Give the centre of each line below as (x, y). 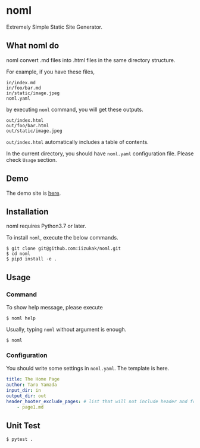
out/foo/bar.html (28, 125)
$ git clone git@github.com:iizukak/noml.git (63, 248)
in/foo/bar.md (24, 88)
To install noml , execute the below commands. (62, 238)
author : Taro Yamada (32, 385)
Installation (27, 212)
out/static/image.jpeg (34, 131)
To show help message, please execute (54, 308)
